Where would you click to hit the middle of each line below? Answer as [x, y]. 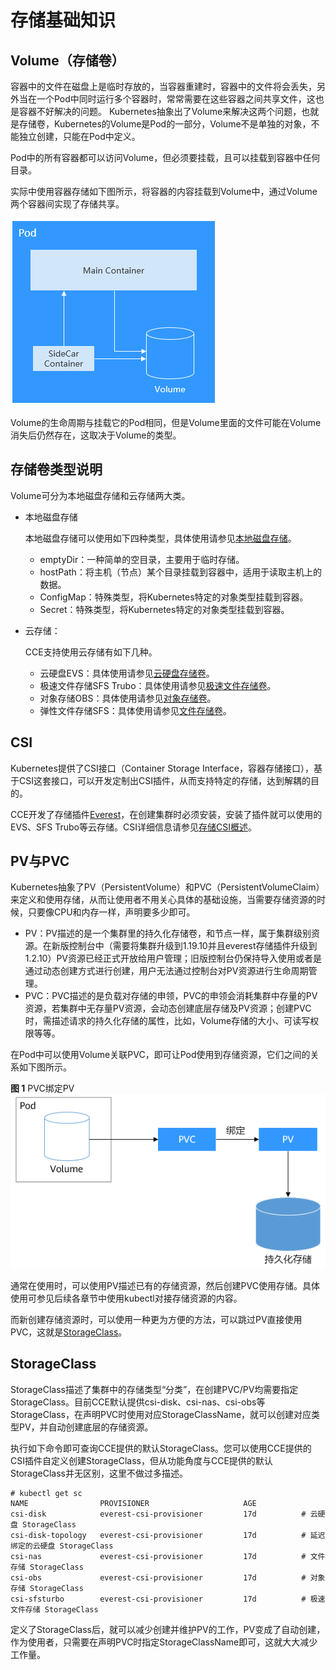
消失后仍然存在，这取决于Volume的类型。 [96, 435]
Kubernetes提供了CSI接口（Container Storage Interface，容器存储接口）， [162, 768]
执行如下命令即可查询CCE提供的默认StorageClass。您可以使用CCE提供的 [161, 1448]
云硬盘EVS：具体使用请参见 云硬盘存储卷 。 [127, 673]
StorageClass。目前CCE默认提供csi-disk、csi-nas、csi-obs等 [138, 1402]
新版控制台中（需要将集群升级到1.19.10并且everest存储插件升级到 [184, 946]
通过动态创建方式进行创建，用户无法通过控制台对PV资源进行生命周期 [166, 971]
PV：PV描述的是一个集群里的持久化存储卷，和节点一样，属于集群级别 [168, 933]
